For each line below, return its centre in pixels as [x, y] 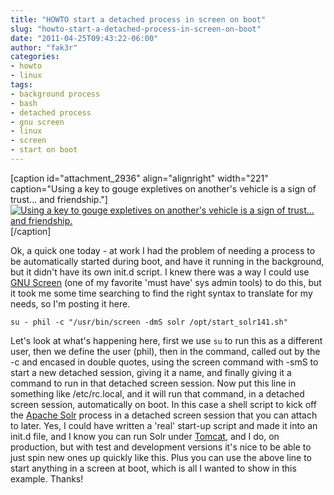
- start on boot [44, 150]
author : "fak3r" [44, 47]
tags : [21, 85]
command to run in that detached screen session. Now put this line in [153, 383]
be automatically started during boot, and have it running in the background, [167, 261]
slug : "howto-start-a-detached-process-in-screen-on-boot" [136, 29]
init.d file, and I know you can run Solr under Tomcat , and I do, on [145, 436]
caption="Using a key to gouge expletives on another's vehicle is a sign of [163, 188]
